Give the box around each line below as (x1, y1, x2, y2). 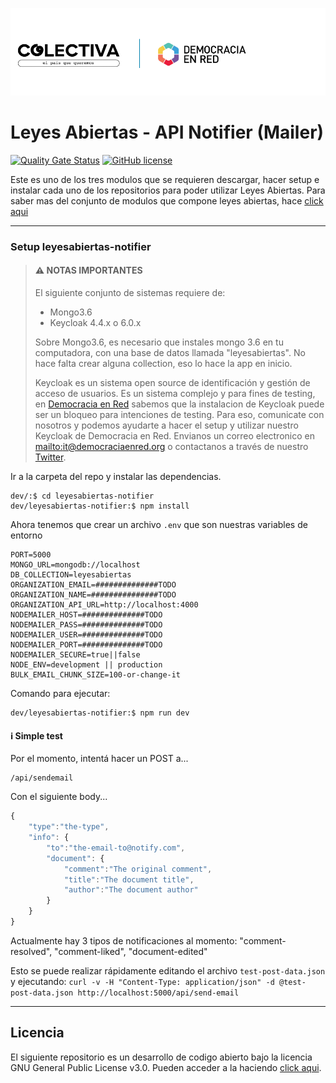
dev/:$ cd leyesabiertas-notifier (10, 491, 155, 502)
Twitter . (34, 451, 67, 463)
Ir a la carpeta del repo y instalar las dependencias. (10, 471, 222, 483)
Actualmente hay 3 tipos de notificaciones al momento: (10, 934, 238, 947)
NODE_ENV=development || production (10, 660, 163, 670)
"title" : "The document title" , (63, 874, 195, 885)
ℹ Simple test (10, 729, 63, 742)
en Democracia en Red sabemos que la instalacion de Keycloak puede (34, 398, 325, 410)
